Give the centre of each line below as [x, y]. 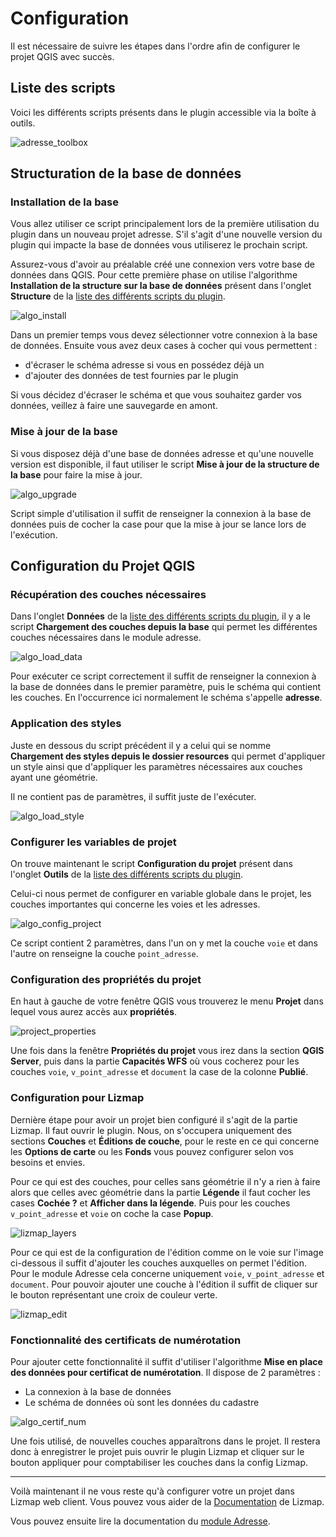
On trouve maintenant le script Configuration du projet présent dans [151, 864]
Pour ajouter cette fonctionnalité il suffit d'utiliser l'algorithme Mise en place [166, 1361]
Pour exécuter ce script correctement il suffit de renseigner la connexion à [163, 676]
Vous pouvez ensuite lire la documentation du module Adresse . [140, 1521]
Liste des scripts [63, 88]
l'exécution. [34, 534]
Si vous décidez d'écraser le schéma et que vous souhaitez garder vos [156, 395]
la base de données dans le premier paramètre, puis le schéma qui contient [166, 687]
